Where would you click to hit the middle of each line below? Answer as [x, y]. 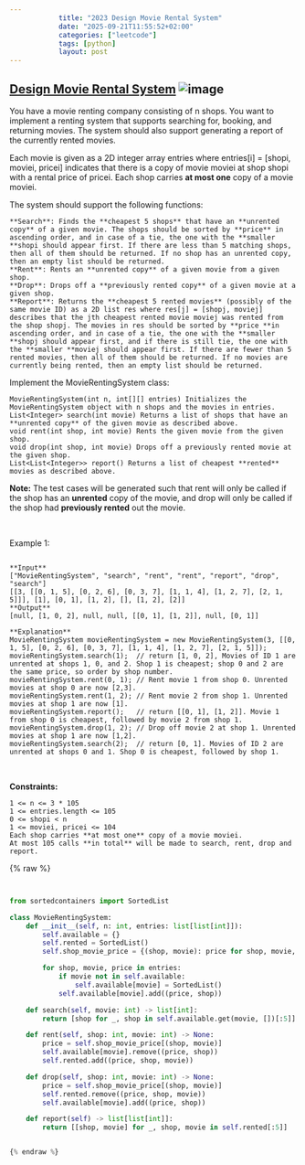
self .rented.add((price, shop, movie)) [118, 1061]
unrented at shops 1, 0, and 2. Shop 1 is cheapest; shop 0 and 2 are [147, 664]
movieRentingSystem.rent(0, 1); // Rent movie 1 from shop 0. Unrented [148, 679]
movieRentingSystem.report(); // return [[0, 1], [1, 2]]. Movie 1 [145, 711]
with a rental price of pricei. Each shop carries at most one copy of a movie [152, 177]
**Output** [30, 608]
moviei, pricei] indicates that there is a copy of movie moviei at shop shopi [149, 167]
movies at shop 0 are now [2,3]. [73, 688]
